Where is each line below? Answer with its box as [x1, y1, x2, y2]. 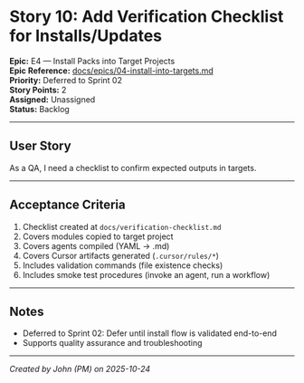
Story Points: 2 [9, 84, 67, 95]
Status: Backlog [9, 103, 70, 114]
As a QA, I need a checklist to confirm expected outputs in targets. [9, 162, 257, 173]
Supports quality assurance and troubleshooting [22, 338, 203, 349]
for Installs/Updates [9, 25, 163, 46]
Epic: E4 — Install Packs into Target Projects [9, 55, 176, 66]
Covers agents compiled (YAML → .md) [22, 240, 170, 251]
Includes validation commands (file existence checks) [22, 260, 223, 271]
